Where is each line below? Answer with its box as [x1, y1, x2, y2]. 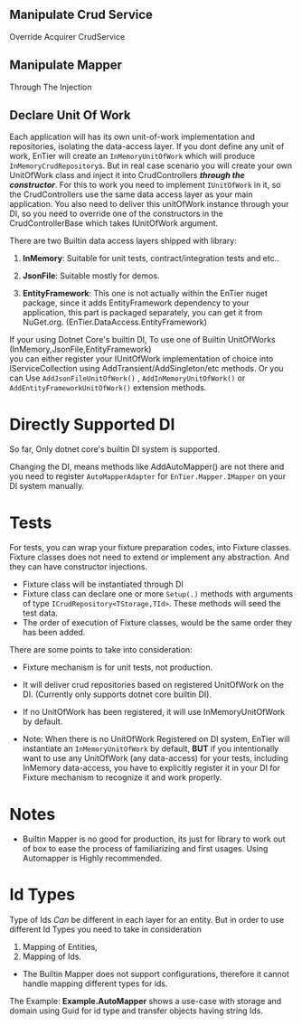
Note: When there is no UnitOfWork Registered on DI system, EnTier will [22, 734, 291, 745]
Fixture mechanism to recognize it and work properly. [22, 772, 222, 783]
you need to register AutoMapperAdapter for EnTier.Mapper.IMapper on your [9, 471, 287, 482]
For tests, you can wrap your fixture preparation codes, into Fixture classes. [9, 542, 292, 553]
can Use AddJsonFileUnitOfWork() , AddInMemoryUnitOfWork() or [9, 372, 246, 383]
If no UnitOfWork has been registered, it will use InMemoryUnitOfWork [22, 707, 286, 718]
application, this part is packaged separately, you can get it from [22, 307, 263, 318]
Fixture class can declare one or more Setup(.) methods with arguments [22, 588, 294, 599]
